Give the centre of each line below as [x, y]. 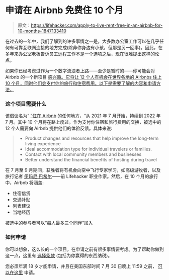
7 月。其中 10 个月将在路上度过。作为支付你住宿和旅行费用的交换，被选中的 [83, 122]
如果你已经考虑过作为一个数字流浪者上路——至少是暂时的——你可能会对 [80, 70]
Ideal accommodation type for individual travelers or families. [89, 149]
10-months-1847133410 [42, 31]
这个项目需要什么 [26, 104]
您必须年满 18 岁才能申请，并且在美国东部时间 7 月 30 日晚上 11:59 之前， [81, 266]
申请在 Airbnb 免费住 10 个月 [64, 10]
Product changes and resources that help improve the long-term [92, 138]
